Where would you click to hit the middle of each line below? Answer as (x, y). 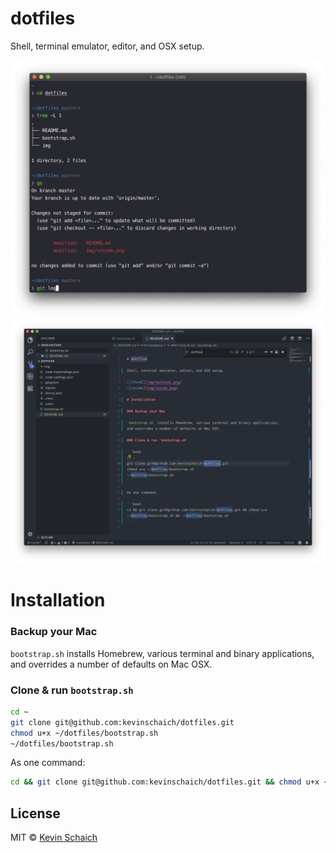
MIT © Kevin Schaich (54, 838)
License (35, 813)
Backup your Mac (54, 632)
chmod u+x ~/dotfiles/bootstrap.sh (84, 733)
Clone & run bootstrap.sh (72, 690)
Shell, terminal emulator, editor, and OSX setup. (107, 46)
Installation (58, 600)
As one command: (48, 763)
